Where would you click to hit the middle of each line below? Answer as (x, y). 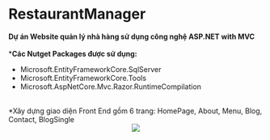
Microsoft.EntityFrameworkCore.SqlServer (91, 69)
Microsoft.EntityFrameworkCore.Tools (83, 78)
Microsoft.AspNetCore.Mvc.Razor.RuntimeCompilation (111, 87)
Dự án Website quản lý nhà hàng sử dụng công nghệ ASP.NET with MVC (132, 36)
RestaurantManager (77, 14)
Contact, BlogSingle (42, 119)
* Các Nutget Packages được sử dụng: (73, 53)
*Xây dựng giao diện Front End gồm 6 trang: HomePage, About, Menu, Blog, (135, 111)
